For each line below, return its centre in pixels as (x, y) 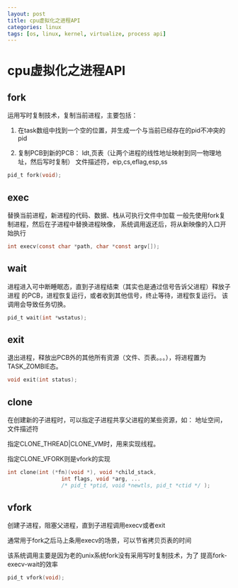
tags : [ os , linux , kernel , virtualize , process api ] (87, 34)
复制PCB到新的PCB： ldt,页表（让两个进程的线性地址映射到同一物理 (117, 153)
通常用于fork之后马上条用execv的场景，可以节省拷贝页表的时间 (100, 541)
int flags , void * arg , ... (101, 479)
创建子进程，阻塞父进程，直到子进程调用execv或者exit (86, 526)
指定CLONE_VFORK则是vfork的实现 (59, 459)
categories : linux (34, 27)
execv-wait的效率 (33, 565)
